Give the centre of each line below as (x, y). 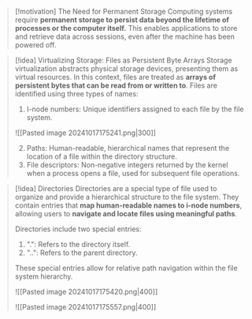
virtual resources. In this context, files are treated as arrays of (115, 77)
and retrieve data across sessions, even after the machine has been (125, 36)
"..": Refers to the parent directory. (82, 253)
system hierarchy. (44, 276)
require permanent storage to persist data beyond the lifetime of (122, 20)
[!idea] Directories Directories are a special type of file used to (116, 188)
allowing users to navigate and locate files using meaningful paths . (126, 214)
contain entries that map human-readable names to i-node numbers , (128, 205)
